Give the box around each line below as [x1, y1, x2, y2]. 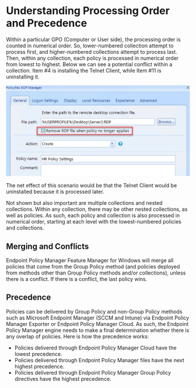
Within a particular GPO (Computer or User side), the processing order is [6, 36, 181, 43]
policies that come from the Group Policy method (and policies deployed [6, 263, 180, 270]
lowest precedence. [14, 350, 62, 358]
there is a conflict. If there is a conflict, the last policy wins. [6, 276, 148, 283]
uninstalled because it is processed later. [6, 188, 104, 195]
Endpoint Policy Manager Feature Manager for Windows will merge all [6, 257, 174, 264]
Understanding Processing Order [6, 4, 170, 18]
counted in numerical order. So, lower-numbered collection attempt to [6, 42, 174, 49]
